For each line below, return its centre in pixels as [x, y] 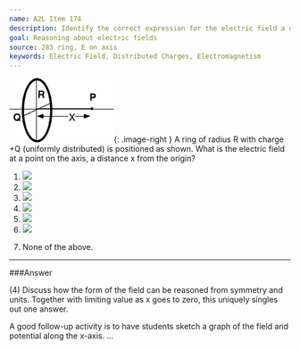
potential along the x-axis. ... [62, 336]
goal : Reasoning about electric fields [83, 37]
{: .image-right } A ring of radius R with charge [199, 139]
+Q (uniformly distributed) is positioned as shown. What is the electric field [147, 149]
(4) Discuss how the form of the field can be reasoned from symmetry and [146, 290]
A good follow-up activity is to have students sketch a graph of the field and [149, 327]
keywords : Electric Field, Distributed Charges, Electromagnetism [135, 57]
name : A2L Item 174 [46, 19]
